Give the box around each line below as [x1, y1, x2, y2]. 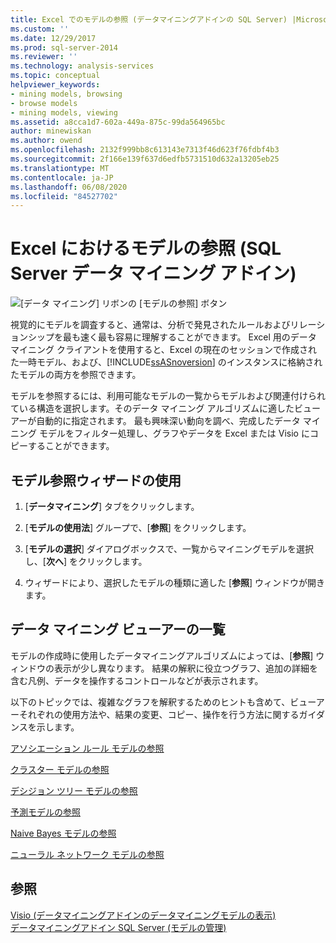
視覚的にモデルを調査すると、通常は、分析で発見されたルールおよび [10, 319, 291, 331]
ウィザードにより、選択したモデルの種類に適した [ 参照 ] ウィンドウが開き [24, 577, 326, 588]
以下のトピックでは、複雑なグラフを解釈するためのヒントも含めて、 [10, 696, 291, 708]
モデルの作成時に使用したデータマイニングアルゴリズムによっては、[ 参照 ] [10, 649, 314, 661]
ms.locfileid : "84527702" [10, 191, 118, 201]
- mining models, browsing [10, 89, 123, 99]
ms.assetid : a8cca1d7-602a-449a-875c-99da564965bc [10, 117, 226, 127]
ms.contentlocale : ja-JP [10, 172, 114, 183]
